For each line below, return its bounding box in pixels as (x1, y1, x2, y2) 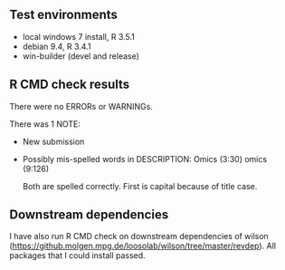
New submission (22, 136, 85, 147)
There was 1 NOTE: (9, 118, 81, 130)
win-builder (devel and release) (22, 50, 140, 62)
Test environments (9, 7, 118, 23)
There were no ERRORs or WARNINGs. (9, 101, 154, 111)
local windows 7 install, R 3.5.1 (22, 31, 136, 42)
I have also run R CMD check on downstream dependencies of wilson (9, 231, 269, 242)
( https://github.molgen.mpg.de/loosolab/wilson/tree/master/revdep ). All (9, 240, 277, 252)
